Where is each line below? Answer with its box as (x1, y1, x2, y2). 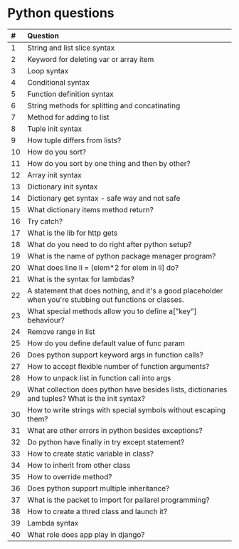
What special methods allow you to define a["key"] (27, 306, 197, 316)
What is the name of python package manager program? (27, 251, 216, 261)
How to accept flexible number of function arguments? (27, 361, 210, 371)
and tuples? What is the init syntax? (27, 393, 146, 403)
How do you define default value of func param (27, 338, 185, 348)
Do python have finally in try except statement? (27, 436, 185, 446)
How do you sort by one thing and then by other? (27, 158, 191, 168)
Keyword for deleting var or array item (27, 54, 154, 64)
